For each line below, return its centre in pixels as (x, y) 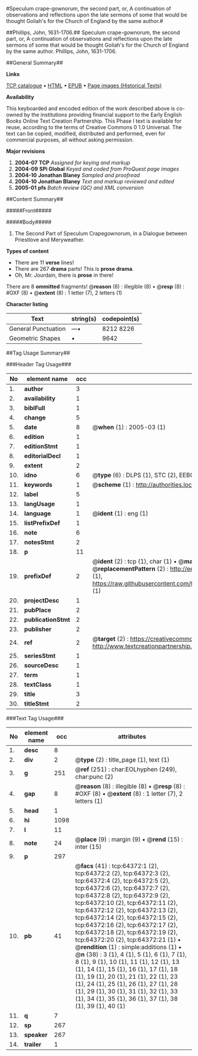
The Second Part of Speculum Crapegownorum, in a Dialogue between (101, 233)
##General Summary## (34, 63)
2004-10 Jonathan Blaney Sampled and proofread (77, 175)
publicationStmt (47, 620)
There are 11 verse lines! (44, 263)
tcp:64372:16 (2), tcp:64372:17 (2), (126, 925)
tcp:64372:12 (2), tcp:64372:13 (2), (126, 910)
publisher (38, 629)
